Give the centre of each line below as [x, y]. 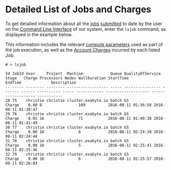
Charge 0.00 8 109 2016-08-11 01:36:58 [79, 105]
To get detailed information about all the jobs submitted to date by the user [84, 24]
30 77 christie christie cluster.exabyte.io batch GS [67, 127]
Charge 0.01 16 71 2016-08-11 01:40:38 [79, 118]
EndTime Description [41, 82]
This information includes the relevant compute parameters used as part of [84, 44]
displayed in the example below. [39, 34]
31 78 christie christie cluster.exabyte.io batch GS [67, 141]
